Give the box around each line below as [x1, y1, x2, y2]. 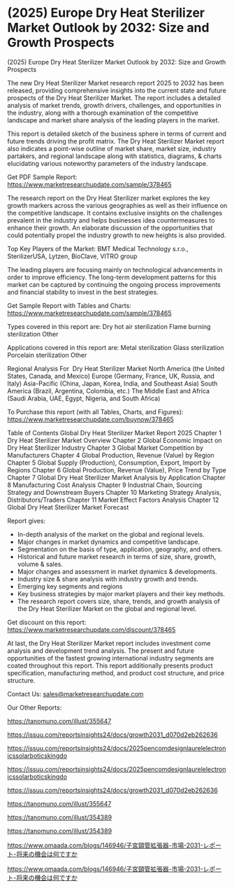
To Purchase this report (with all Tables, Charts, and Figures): [7, 407, 184, 416]
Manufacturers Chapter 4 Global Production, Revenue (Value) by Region [7, 451, 214, 459]
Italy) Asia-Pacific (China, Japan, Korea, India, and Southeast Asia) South [7, 379, 218, 388]
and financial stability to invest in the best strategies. [7, 288, 159, 296]
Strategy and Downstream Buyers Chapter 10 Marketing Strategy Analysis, [7, 488, 221, 496]
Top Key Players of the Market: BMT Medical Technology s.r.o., [7, 244, 189, 253]
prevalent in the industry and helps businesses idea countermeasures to [7, 216, 215, 225]
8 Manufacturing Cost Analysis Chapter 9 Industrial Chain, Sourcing [7, 481, 203, 489]
